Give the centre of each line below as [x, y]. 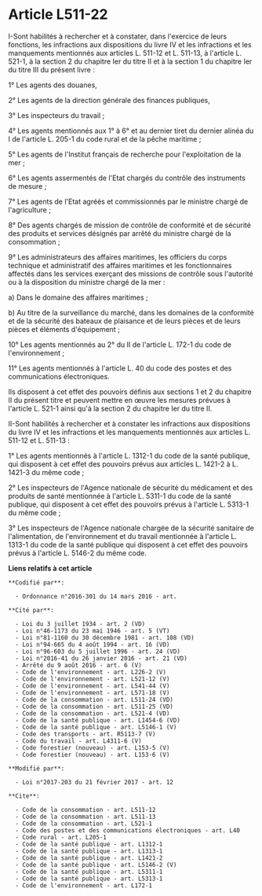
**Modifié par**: [36, 769]
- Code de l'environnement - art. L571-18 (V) [93, 693]
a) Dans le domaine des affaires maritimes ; [78, 297]
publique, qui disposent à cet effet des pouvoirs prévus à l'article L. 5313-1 [129, 504]
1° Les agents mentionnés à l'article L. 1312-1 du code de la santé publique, [129, 455]
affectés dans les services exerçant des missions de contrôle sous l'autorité [131, 274]
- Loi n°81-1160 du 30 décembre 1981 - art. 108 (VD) [105, 638]
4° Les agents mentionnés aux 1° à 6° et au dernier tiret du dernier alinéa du [131, 131]
